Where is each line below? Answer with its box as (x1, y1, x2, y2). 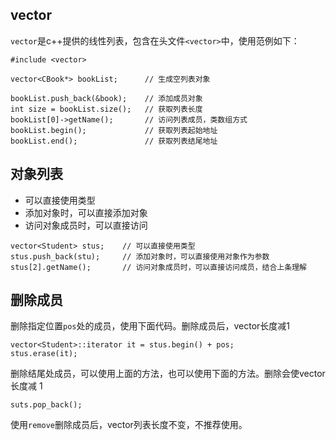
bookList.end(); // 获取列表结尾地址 (10, 136, 218, 146)
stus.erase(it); (10, 349, 78, 359)
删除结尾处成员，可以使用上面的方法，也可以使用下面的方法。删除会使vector (10, 368, 326, 380)
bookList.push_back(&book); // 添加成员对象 (10, 93, 203, 103)
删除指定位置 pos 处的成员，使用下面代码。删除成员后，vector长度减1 (10, 320, 291, 332)
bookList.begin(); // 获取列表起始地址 (10, 125, 218, 135)
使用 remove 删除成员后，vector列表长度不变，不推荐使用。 (10, 419, 248, 431)
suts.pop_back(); (10, 400, 83, 410)
